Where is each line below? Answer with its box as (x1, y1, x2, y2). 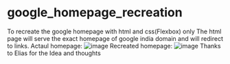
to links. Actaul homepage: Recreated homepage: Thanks (7, 42, 221, 50)
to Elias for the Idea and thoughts (7, 49, 101, 57)
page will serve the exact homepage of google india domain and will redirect (7, 34, 223, 42)
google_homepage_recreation (7, 5, 183, 20)
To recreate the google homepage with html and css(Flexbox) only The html (7, 27, 222, 35)
